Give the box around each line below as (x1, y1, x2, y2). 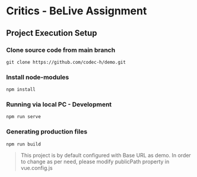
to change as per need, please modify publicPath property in (20, 158, 170, 165)
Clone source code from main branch (6, 46, 116, 54)
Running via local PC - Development (6, 100, 112, 108)
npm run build (6, 141, 42, 147)
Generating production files (6, 128, 88, 136)
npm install (6, 86, 36, 93)
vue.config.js (20, 164, 53, 171)
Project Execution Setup (6, 28, 97, 38)
